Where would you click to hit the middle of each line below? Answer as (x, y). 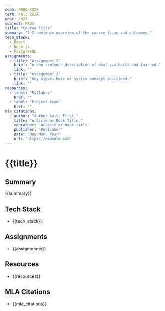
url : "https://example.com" (43, 139)
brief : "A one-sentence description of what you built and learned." (87, 65)
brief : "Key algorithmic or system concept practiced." (73, 79)
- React (18, 42)
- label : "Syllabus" (31, 93)
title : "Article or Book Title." (49, 120)
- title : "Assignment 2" (35, 74)
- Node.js (20, 47)
